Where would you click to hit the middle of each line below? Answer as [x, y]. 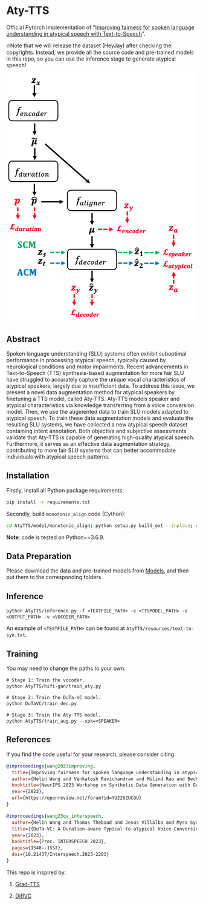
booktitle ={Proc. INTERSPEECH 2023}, [59, 842]
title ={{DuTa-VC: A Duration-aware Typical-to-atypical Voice [92, 829]
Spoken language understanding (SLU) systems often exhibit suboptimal [96, 353]
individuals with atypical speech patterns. [58, 456]
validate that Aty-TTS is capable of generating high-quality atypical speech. [101, 437]
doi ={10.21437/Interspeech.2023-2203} [61, 855]
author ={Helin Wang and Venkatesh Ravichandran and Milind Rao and [98, 779]
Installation [28, 476]
